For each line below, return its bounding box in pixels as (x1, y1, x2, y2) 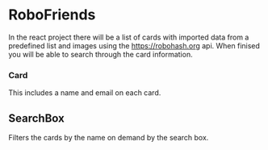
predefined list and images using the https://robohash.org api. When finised (8, 40, 261, 50)
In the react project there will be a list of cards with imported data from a (8, 32, 249, 42)
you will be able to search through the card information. (8, 49, 193, 59)
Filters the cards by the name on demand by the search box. (8, 133, 209, 143)
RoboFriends (8, 6, 96, 24)
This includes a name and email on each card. (8, 88, 161, 98)
